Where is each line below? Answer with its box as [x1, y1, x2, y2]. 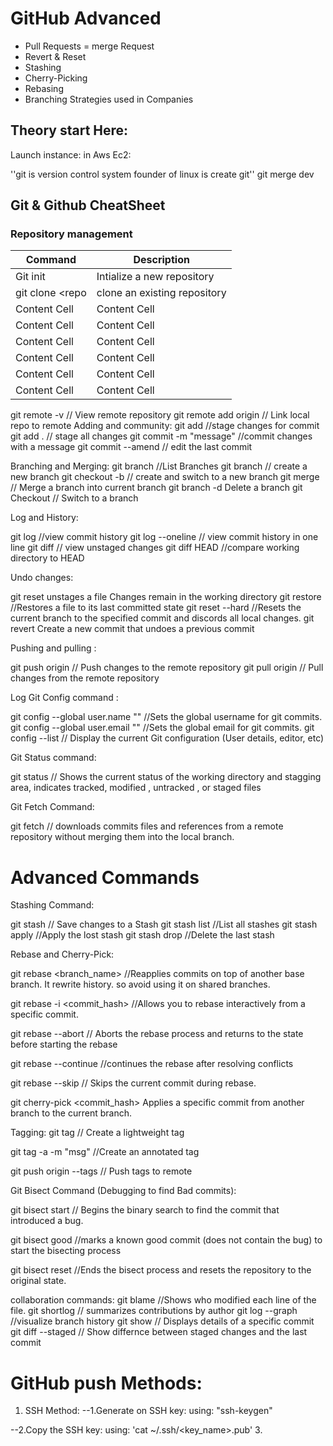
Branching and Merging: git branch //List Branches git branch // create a [10, 460, 308, 472]
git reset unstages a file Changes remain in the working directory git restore [10, 591, 322, 603]
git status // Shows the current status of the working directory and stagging [10, 771, 322, 783]
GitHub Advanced [10, 7, 162, 30]
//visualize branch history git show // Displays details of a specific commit [10, 1315, 315, 1327]
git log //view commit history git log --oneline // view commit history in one [10, 531, 319, 543]
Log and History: [10, 512, 79, 524]
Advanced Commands [10, 866, 200, 889]
